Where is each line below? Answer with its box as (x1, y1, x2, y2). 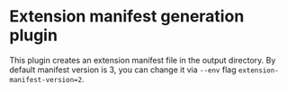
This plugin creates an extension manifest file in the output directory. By (9, 54, 276, 65)
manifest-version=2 (9, 75, 83, 84)
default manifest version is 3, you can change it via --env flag (9, 64, 237, 75)
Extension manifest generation (9, 6, 245, 27)
